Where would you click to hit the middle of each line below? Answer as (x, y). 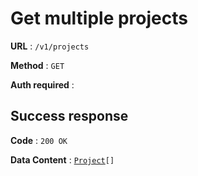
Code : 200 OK (39, 140)
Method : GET (37, 65)
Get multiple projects (99, 18)
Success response (69, 116)
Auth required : (42, 84)
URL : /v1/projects (50, 46)
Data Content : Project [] (62, 159)
